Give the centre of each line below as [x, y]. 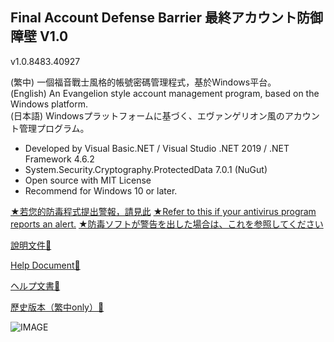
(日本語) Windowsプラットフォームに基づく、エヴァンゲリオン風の [147, 115]
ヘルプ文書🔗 [35, 285]
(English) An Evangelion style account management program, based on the [165, 93]
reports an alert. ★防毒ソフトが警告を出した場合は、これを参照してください [167, 224]
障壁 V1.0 [39, 36]
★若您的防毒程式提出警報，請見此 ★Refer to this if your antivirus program [163, 211]
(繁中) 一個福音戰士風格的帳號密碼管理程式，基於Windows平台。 [143, 82]
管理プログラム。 [54, 128]
